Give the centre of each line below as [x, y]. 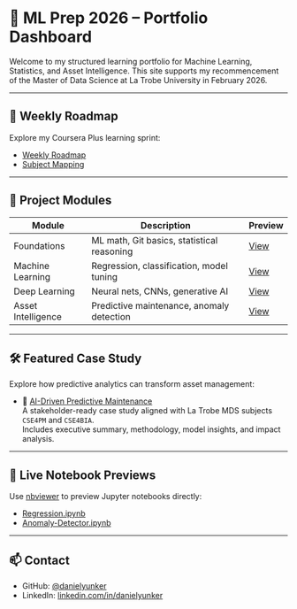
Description [166, 225]
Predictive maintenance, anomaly [160, 305]
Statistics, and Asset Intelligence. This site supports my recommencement [144, 71]
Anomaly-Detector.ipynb [66, 523]
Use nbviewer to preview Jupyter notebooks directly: [106, 497]
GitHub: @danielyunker [64, 586]
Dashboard [51, 37]
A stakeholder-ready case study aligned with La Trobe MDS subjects [147, 411]
